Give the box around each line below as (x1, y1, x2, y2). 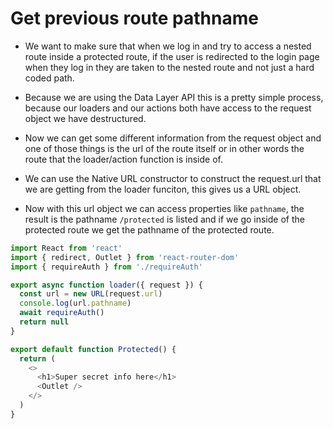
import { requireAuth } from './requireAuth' (10, 262, 203, 272)
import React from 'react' (10, 243, 123, 253)
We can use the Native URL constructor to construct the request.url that (24, 172, 322, 184)
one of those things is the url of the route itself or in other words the (24, 142, 305, 154)
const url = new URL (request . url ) (19, 289, 163, 299)
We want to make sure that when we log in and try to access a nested (24, 40, 312, 52)
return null (19, 317, 70, 327)
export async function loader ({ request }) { (10, 280, 203, 290)
